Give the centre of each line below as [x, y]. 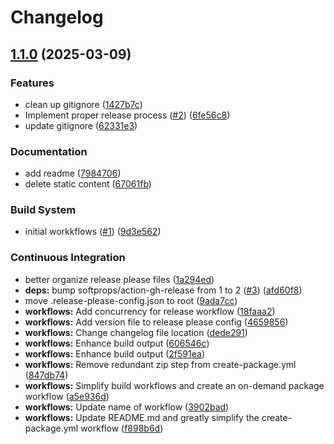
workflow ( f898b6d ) [122, 428]
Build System [43, 210]
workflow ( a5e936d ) [67, 396]
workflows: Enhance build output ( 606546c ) [117, 343]
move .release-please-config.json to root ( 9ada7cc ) [131, 300]
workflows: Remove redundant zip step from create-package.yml [160, 364]
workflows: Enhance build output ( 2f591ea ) [114, 353]
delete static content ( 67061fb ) [88, 184]
